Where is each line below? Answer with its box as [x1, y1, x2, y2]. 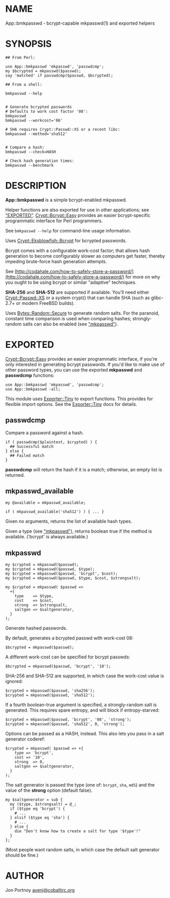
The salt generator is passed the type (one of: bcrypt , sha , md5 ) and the [5, 782, 155, 788]
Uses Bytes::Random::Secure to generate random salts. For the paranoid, [5, 310, 160, 316]
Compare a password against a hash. [5, 430, 84, 436]
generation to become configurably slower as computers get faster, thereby [5, 252, 165, 259]
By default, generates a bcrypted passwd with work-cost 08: [5, 635, 134, 641]
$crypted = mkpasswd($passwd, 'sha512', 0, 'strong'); [5, 721, 125, 727]
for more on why [125, 274, 160, 280]
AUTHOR [5, 870, 45, 882]
